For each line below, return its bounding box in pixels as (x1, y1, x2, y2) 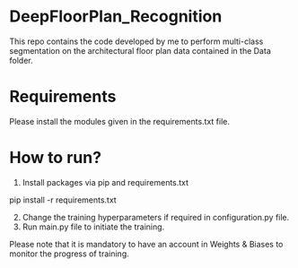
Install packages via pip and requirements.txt (22, 177, 189, 187)
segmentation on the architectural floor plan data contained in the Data (9, 45, 271, 56)
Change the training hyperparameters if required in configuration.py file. (22, 212, 290, 222)
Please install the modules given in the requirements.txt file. (9, 116, 231, 126)
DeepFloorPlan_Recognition (9, 6, 223, 27)
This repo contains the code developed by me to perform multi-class (9, 36, 264, 47)
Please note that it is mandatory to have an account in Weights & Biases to (9, 238, 284, 249)
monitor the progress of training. (9, 248, 130, 259)
